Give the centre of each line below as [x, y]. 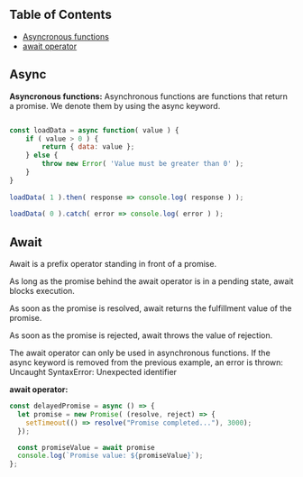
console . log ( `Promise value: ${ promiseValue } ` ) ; [110, 456]
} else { [42, 156]
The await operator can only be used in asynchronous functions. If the [140, 353]
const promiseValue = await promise [86, 447]
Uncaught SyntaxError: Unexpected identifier [93, 372]
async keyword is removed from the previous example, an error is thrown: [147, 362]
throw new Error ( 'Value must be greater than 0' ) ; [143, 164]
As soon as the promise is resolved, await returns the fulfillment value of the [151, 308]
